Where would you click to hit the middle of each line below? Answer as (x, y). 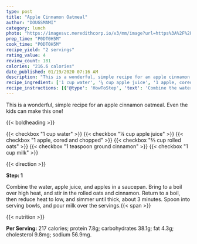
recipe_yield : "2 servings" (40, 50)
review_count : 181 (28, 61)
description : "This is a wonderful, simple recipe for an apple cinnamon (98, 77)
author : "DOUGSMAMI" (31, 22)
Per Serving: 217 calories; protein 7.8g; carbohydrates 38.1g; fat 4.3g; (90, 228)
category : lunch (26, 28)
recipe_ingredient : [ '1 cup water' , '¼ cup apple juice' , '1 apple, (91, 83)
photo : (14, 34)
